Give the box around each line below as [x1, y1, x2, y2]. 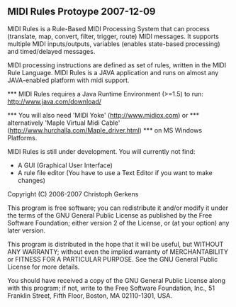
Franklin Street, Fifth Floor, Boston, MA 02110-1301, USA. [7, 291, 172, 300]
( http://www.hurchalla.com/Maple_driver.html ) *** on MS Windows [7, 125, 203, 134]
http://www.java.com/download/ [7, 97, 101, 106]
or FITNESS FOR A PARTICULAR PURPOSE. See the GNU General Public [7, 255, 218, 263]
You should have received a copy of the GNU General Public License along [7, 276, 225, 284]
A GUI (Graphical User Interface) [17, 161, 113, 169]
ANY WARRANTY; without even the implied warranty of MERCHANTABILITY [7, 247, 229, 256]
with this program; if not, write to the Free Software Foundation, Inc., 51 [7, 284, 215, 292]
